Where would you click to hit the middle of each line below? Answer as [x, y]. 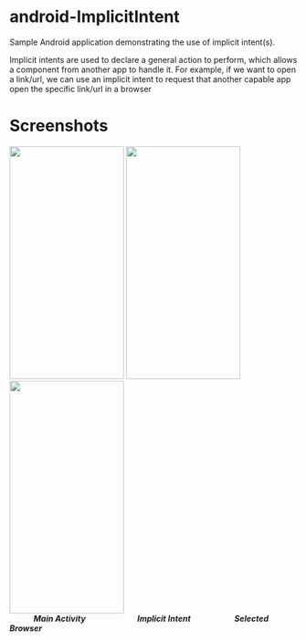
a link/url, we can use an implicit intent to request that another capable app [150, 79]
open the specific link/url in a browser [81, 89]
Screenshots [59, 126]
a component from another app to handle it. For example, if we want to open [153, 69]
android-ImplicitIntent [95, 17]
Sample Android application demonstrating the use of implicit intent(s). [142, 42]
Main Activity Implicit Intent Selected [151, 618]
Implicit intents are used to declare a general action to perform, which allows [153, 59]
